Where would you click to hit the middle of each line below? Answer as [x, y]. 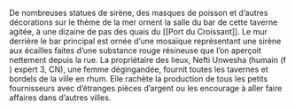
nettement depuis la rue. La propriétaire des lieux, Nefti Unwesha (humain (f [147, 60]
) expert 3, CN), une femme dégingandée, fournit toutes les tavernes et [139, 69]
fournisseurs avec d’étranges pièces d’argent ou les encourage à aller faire [146, 88]
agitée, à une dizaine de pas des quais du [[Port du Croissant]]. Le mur [139, 31]
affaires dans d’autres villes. [60, 98]
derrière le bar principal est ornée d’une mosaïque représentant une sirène [145, 41]
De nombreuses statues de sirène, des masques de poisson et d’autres [139, 13]
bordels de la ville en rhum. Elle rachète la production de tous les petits [139, 79]
